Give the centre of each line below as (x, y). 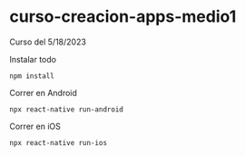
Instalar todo (33, 59)
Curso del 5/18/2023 (48, 42)
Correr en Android (43, 93)
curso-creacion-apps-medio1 (123, 17)
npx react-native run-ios (58, 142)
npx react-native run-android (67, 109)
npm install (32, 76)
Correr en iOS (35, 126)
